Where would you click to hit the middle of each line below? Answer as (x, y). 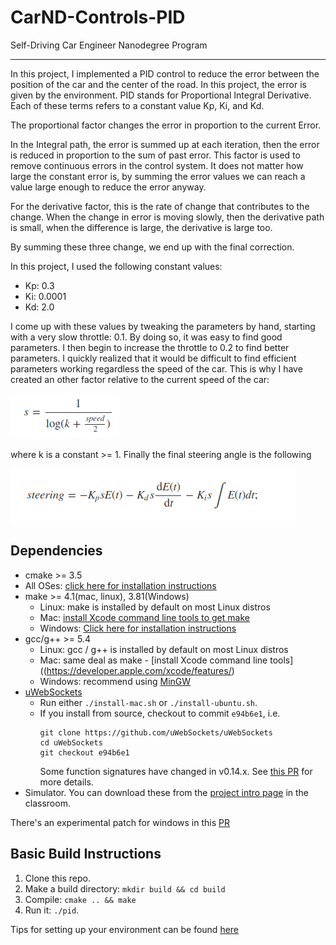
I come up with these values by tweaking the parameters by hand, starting (163, 326)
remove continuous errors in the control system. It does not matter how (157, 165)
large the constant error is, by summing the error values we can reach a (158, 176)
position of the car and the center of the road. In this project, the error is (158, 84)
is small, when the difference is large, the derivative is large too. (141, 227)
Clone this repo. (57, 878)
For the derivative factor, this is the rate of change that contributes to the (160, 206)
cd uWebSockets (71, 742)
